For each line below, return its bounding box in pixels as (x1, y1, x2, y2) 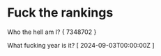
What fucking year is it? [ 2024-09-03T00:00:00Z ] (7, 41, 155, 49)
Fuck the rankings (7, 5, 114, 21)
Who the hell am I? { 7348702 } (7, 28, 97, 36)
